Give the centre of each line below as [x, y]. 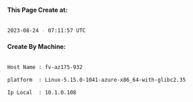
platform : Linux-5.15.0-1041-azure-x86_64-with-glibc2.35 [97, 80]
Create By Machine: [37, 46]
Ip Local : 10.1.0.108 [42, 93]
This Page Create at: [37, 10]
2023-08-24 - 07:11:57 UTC [47, 31]
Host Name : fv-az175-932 [45, 67]
